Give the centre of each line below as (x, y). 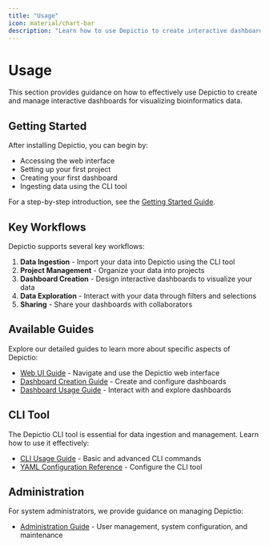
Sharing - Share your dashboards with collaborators (106, 304)
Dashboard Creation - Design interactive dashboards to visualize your (136, 279)
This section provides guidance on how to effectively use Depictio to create (133, 92)
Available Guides (51, 329)
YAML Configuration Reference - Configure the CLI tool (111, 467)
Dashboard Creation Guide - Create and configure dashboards (123, 381)
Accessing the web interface (67, 161)
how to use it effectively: (49, 443)
